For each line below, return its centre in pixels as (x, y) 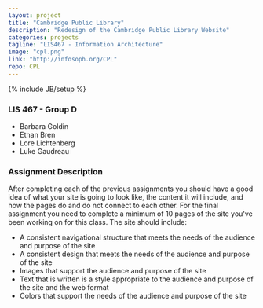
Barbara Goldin (44, 126)
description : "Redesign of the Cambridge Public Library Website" (119, 30)
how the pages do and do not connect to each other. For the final (113, 206)
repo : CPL (24, 67)
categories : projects (44, 37)
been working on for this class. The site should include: (97, 222)
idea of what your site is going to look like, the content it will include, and (126, 197)
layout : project (35, 15)
